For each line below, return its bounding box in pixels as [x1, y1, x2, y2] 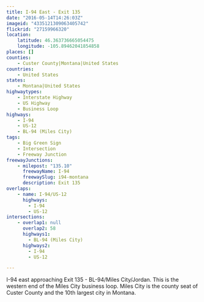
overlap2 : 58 [22, 225, 56, 232]
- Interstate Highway [17, 94, 72, 100]
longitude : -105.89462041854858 [17, 43, 100, 50]
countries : [6, 66, 34, 72]
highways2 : [22, 243, 51, 249]
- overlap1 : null [17, 220, 62, 226]
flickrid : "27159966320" [6, 26, 70, 32]
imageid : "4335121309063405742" [6, 20, 89, 26]
